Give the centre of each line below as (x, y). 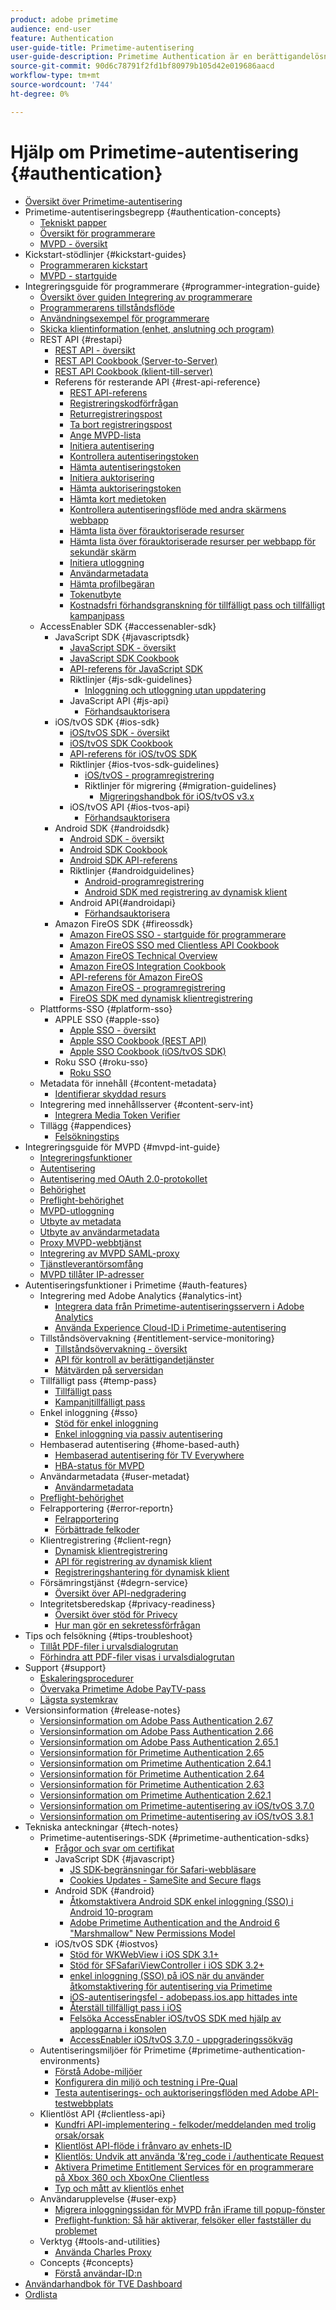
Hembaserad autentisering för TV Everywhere (149, 1455)
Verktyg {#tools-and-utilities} (100, 2241)
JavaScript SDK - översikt (123, 647)
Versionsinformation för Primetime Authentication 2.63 (152, 1784)
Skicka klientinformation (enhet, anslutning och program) (157, 328)
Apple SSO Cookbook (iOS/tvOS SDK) (148, 1051)
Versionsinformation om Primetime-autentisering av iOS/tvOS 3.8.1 (176, 1816)
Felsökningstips (87, 1136)
